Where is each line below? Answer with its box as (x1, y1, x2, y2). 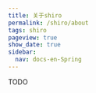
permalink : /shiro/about (8, 19, 89, 27)
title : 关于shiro (8, 11, 62, 20)
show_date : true (8, 41, 61, 49)
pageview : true (8, 33, 58, 42)
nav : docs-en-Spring (15, 56, 82, 64)
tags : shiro (8, 26, 47, 34)
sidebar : (8, 48, 37, 56)
